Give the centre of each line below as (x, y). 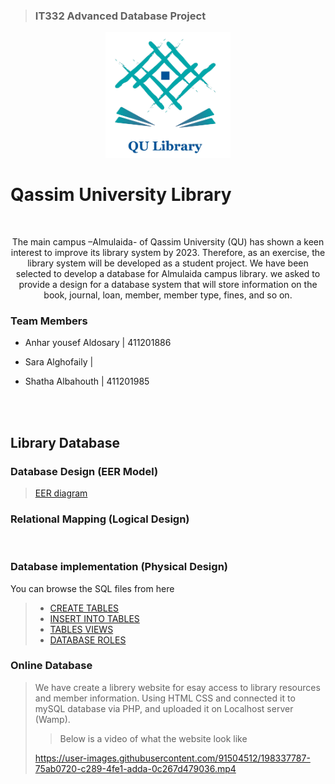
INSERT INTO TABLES (94, 618)
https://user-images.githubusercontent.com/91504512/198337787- (172, 758)
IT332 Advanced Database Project (120, 16)
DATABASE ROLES (88, 640)
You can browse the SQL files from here (92, 588)
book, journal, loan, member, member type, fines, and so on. (168, 295)
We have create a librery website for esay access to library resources (177, 687)
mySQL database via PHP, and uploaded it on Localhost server (164, 708)
